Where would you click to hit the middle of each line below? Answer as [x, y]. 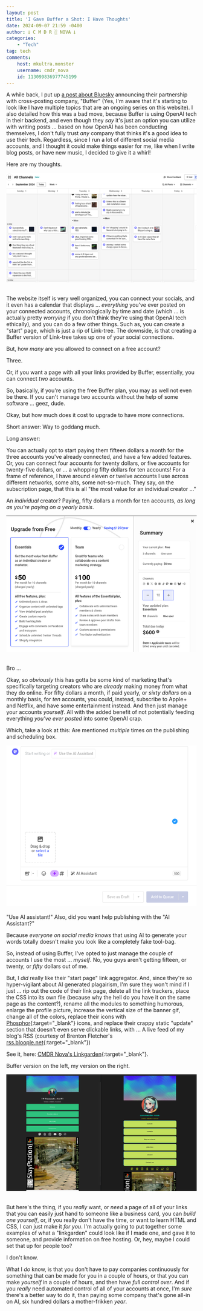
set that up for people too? [39, 1246]
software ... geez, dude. [36, 404]
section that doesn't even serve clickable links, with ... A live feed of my [95, 1030]
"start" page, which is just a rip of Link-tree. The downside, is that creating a [101, 331]
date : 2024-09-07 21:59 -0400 [44, 25]
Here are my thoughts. [34, 164]
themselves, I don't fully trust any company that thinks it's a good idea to [97, 133]
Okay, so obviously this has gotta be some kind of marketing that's [89, 680]
